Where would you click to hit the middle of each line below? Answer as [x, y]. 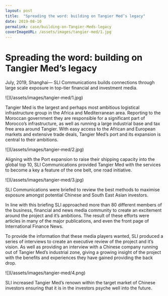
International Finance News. [34, 226]
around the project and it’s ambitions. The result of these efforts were [77, 216]
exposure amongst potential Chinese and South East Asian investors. [77, 195]
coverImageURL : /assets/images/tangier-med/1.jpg [59, 32]
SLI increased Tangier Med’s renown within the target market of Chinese [80, 283]
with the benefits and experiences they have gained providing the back [79, 258]
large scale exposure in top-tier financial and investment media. [71, 88]
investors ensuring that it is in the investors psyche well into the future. [79, 288]
